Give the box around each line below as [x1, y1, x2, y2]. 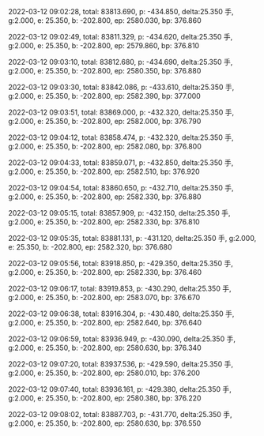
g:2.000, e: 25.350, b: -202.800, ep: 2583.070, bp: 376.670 [8, 293, 201, 302]
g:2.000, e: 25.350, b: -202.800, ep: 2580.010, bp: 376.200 [8, 368, 200, 378]
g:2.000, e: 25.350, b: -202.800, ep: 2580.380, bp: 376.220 [8, 393, 202, 403]
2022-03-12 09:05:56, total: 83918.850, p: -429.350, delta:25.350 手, [8, 259, 233, 268]
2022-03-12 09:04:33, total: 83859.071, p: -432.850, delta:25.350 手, [8, 158, 234, 167]
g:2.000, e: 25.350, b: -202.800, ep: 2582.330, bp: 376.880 [8, 192, 202, 201]
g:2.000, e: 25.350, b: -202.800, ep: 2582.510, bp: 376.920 [8, 167, 200, 176]
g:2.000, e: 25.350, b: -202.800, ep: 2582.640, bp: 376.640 [8, 318, 202, 327]
